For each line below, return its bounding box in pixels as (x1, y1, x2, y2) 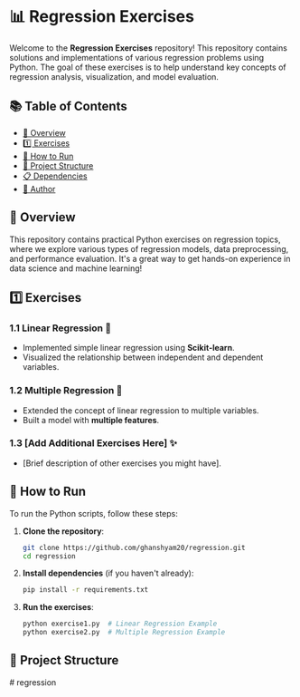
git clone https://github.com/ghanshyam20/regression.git (22, 543, 246, 552)
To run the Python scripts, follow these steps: (9, 508, 179, 518)
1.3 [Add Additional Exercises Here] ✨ (9, 437, 178, 450)
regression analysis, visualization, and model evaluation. (9, 71, 220, 82)
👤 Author (22, 183, 56, 194)
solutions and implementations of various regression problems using (9, 52, 265, 63)
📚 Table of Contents (9, 99, 128, 114)
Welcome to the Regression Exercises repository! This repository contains (9, 42, 287, 53)
